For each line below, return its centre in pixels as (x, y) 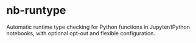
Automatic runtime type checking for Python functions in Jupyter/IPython (98, 27)
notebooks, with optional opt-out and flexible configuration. (81, 33)
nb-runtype (36, 10)
